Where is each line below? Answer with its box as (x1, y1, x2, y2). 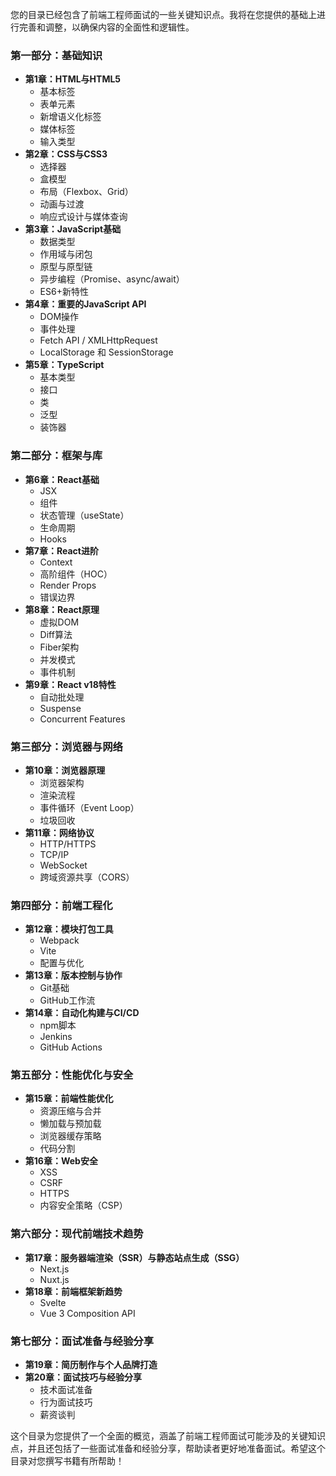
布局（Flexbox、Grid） (39, 186, 134, 198)
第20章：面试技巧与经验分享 (24, 1371, 143, 1383)
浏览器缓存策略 (39, 1130, 102, 1142)
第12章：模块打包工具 (24, 923, 114, 935)
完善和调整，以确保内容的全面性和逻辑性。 (18, 21, 195, 33)
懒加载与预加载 (39, 1118, 102, 1130)
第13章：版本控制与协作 (24, 969, 123, 982)
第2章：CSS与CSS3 (24, 148, 108, 160)
